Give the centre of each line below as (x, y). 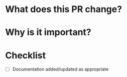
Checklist (26, 55)
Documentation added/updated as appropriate (60, 69)
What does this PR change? (63, 9)
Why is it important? (48, 32)
